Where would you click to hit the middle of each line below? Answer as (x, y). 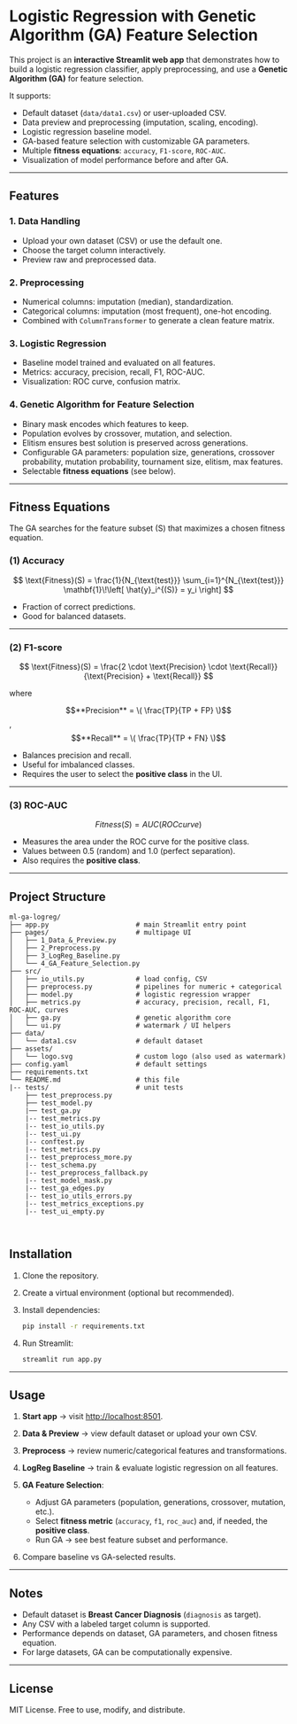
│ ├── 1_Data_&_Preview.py (63, 941)
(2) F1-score (36, 647)
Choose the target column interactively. (94, 250)
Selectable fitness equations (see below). (99, 470)
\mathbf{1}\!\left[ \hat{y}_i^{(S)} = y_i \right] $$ (148, 589)
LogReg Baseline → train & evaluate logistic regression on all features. (150, 1468)
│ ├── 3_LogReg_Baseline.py (65, 956)
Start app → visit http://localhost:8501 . (92, 1417)
